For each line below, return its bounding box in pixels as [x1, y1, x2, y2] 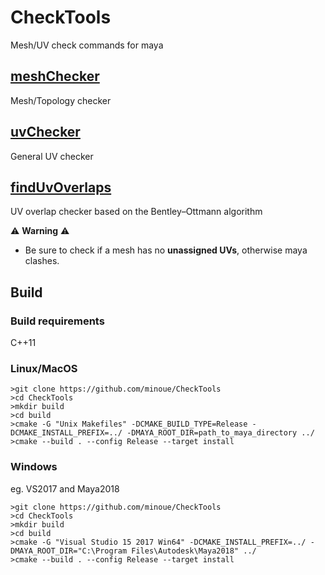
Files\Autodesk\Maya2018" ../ [131, 546, 257, 556]
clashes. [24, 255, 60, 267]
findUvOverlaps [10, 179, 112, 196]
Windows [10, 460, 58, 474]
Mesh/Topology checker [10, 94, 112, 106]
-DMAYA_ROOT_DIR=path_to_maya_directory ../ [126, 428, 315, 438]
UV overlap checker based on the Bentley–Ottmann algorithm [10, 206, 263, 218]
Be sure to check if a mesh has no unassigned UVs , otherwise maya [24, 244, 308, 256]
